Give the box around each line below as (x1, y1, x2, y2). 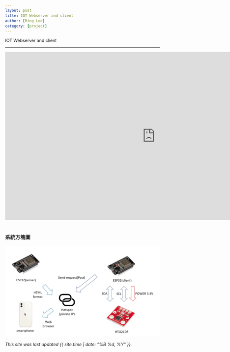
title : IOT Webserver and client (5, 13, 74, 18)
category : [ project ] (5, 24, 48, 29)
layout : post (5, 8, 32, 13)
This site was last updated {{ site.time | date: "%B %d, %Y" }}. (5, 341, 132, 347)
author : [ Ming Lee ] (5, 18, 45, 23)
